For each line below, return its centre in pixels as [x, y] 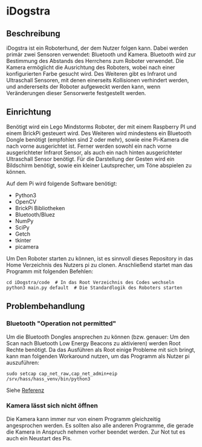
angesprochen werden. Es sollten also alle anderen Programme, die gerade [100, 425]
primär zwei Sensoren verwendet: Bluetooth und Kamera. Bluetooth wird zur [101, 55]
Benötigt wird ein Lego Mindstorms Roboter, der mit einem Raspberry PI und [101, 127]
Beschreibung [33, 34]
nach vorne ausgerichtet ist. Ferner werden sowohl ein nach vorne [89, 146]
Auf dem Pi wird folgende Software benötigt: [62, 184]
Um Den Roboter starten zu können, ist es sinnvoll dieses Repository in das [100, 258]
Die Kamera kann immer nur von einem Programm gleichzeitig [83, 419]
